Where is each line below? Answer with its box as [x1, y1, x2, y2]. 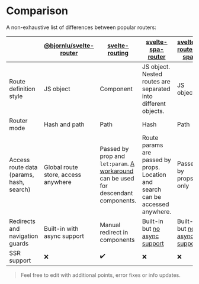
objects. [142, 106, 165, 115]
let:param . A [99, 159, 135, 167]
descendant [99, 189, 133, 197]
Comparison [6, 4, 69, 18]
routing [107, 49, 129, 57]
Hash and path [44, 120, 85, 128]
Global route [44, 163, 78, 171]
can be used [99, 174, 134, 182]
